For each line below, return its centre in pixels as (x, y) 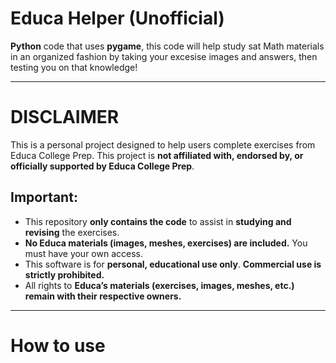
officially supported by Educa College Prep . (102, 166)
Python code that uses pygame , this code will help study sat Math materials (167, 46)
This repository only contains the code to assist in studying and (158, 221)
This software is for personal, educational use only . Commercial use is (173, 264)
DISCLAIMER (65, 117)
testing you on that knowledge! (74, 67)
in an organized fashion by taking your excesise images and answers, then (164, 56)
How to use (58, 345)
